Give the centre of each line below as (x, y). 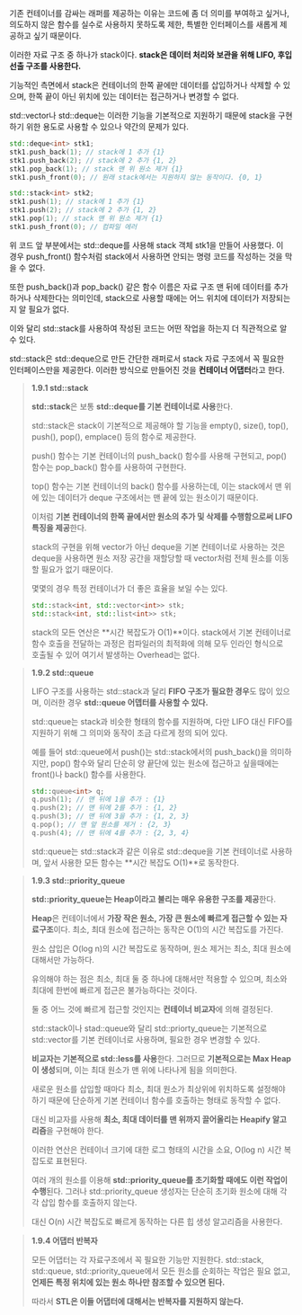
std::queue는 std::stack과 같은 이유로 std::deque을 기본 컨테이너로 (150, 851)
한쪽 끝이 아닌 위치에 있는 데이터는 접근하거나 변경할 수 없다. (134, 96)
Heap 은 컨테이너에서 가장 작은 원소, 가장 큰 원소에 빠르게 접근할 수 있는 (155, 918)
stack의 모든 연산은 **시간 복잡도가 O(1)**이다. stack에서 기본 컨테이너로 (161, 632)
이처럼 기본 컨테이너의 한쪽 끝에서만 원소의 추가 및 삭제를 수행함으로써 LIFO (162, 516)
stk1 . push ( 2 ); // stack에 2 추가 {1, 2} (83, 210)
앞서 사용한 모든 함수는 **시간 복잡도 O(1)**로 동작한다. (142, 862)
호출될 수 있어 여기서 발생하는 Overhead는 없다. (115, 654)
